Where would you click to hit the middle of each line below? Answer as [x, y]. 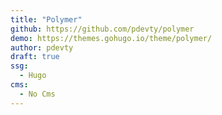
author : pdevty [42, 47]
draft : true [35, 57]
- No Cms [37, 94]
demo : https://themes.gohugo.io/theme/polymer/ [111, 38]
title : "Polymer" [46, 19]
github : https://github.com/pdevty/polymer [102, 29]
